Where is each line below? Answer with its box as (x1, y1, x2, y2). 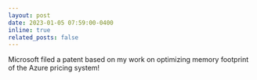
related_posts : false (8, 33, 79, 42)
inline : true (8, 26, 51, 34)
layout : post (8, 11, 51, 20)
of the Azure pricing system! (8, 64, 100, 73)
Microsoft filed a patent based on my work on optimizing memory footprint (8, 55, 249, 64)
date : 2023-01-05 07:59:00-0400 (8, 19, 114, 27)
